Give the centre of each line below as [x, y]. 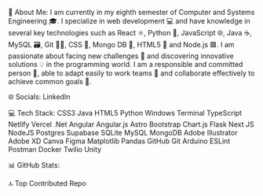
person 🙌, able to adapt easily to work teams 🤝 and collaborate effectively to [131, 73]
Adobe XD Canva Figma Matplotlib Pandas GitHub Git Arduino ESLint [119, 141]
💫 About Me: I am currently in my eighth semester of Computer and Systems [131, 12]
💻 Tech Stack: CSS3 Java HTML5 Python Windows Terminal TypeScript [125, 113]
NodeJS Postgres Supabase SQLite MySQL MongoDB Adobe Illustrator [123, 133]
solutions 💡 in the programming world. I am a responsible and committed [126, 64]
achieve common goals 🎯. [50, 81]
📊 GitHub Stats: [34, 165]
